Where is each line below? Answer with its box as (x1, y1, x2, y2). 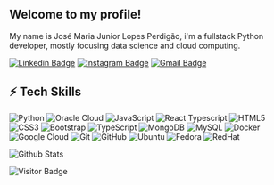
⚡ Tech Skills (9, 84, 82, 100)
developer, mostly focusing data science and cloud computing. (9, 40, 241, 51)
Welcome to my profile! (9, 7, 142, 22)
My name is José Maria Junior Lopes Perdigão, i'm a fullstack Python (9, 30, 264, 41)
